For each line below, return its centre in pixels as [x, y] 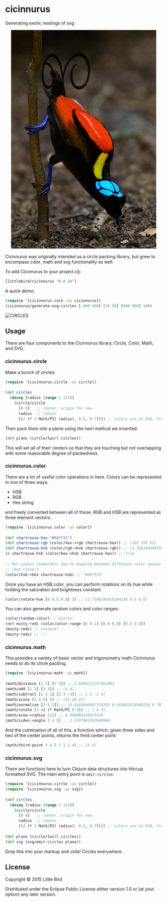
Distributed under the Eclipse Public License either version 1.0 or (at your [80, 889]
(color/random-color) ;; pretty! [40, 619]
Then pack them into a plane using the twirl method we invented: [72, 429]
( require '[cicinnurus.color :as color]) [49, 527]
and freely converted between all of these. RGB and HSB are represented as [83, 512]
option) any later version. [31, 894]
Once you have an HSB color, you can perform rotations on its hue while [79, 584]
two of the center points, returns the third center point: [61, 736]
